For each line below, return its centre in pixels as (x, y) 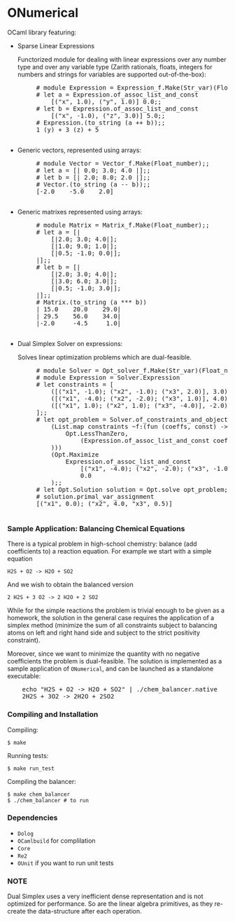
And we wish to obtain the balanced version (71, 585)
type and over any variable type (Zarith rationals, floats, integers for (115, 67)
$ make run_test (31, 769)
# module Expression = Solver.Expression (108, 377)
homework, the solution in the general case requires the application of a (111, 618)
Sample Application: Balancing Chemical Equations (96, 528)
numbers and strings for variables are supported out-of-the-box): (112, 74)
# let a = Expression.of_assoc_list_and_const (117, 95)
